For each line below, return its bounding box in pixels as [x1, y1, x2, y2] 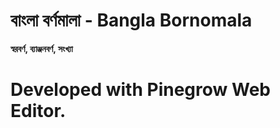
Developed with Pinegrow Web [10, 79, 271, 101]
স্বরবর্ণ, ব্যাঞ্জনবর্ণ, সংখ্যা [10, 42, 73, 54]
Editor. [10, 100, 67, 123]
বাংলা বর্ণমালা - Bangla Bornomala [10, 9, 253, 32]
